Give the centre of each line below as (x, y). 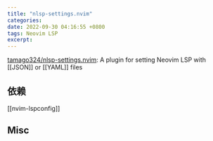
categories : (25, 20)
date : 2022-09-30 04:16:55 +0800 (56, 27)
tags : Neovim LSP (33, 33)
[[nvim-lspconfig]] (34, 108)
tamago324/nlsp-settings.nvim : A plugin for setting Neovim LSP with (106, 60)
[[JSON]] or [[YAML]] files (45, 67)
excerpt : (20, 40)
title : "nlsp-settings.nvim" (50, 14)
